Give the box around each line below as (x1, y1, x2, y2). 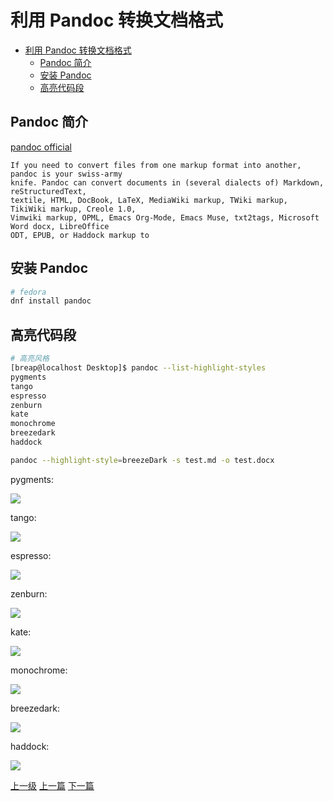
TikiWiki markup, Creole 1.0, (10, 204, 137, 214)
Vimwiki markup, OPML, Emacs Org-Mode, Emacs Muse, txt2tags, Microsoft (10, 212, 320, 223)
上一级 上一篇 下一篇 (10, 779, 95, 791)
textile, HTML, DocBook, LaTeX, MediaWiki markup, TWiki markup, (10, 195, 288, 205)
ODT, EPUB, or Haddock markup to (10, 230, 150, 240)
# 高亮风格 (10, 354, 50, 364)
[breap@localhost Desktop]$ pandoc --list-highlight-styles (10, 363, 267, 373)
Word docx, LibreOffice (10, 221, 110, 231)
